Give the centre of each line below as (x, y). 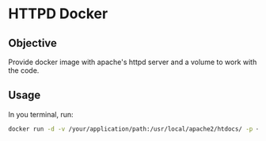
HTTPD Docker (58, 14)
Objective (33, 43)
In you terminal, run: (41, 114)
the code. (24, 70)
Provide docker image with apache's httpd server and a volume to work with (133, 62)
